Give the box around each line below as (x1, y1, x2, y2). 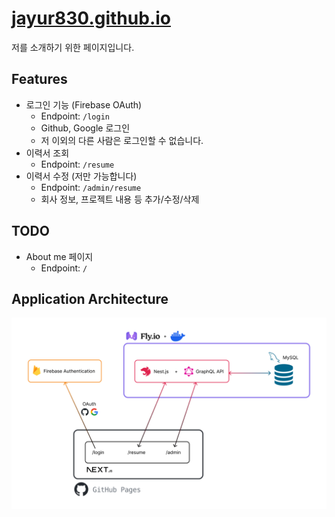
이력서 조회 (25, 147, 70, 159)
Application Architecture (11, 290, 169, 307)
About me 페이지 (25, 250, 94, 262)
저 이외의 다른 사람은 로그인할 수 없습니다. (40, 134, 204, 146)
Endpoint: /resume (40, 158, 115, 170)
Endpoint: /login (40, 110, 110, 122)
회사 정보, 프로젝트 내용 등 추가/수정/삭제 (40, 193, 200, 205)
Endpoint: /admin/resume (40, 181, 142, 193)
